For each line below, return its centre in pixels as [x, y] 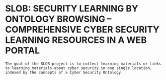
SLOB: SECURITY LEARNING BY [72, 9]
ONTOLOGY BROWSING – [58, 19]
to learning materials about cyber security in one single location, [79, 68]
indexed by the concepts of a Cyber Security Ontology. [64, 72]
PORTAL [23, 51]
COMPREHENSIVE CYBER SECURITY [82, 30]
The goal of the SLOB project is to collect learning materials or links [83, 64]
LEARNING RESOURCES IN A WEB [76, 40]
